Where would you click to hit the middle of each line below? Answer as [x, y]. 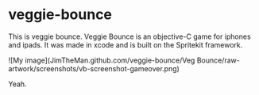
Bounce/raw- [218, 60]
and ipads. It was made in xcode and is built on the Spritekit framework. [126, 44]
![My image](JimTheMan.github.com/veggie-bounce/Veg [102, 60]
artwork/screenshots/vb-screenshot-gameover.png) [94, 68]
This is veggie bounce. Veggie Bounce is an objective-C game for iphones [130, 36]
